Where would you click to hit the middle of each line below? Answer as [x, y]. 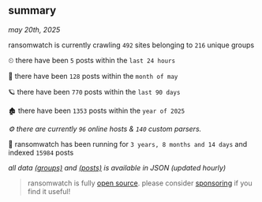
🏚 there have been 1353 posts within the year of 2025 [97, 110]
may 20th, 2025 [34, 29]
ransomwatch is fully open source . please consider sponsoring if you [140, 183]
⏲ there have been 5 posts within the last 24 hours [92, 60]
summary [32, 11]
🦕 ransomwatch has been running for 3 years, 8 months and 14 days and [128, 144]
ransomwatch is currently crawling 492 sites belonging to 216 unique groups [131, 45]
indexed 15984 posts [41, 152]
